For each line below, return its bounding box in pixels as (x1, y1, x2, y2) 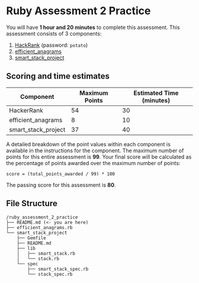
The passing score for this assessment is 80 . (6, 181, 116, 188)
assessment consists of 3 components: (6, 30, 102, 37)
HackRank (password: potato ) (14, 41, 88, 49)
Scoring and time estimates (6, 71, 110, 81)
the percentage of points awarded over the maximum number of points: (6, 159, 181, 166)
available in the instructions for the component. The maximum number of (6, 147, 184, 154)
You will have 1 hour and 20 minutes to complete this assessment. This (6, 24, 180, 31)
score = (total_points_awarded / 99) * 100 (6, 171, 115, 177)
